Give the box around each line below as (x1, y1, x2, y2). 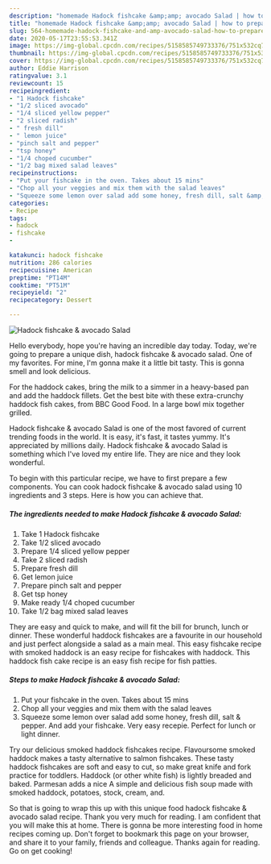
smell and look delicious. (9, 367, 91, 376)
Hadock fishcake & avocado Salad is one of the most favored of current (9, 424, 246, 433)
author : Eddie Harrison (9, 64, 89, 73)
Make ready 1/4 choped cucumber (20, 597, 135, 607)
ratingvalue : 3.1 (9, 72, 68, 80)
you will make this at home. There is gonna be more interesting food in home (9, 820, 263, 830)
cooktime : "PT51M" (9, 281, 71, 289)
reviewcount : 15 (9, 79, 64, 87)
